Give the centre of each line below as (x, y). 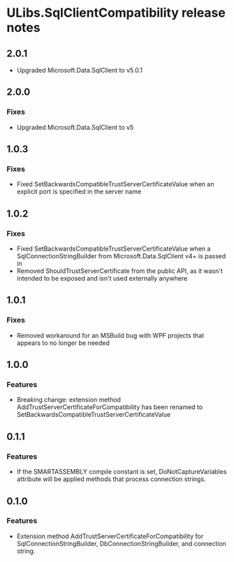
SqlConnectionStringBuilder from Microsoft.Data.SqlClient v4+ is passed (121, 256)
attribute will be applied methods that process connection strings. (111, 479)
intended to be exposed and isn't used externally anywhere (102, 279)
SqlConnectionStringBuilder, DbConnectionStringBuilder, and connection (121, 543)
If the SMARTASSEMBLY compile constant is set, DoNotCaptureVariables (122, 472)
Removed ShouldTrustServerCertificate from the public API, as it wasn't (119, 271)
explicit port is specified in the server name (79, 192)
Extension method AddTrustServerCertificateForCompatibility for (110, 536)
